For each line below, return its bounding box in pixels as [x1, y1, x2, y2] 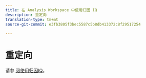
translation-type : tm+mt [5, 17, 58, 22]
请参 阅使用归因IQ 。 [5, 67, 48, 74]
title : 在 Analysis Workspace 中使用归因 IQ [5, 7, 97, 13]
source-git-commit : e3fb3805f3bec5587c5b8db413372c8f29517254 [5, 21, 141, 27]
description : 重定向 [5, 12, 47, 17]
